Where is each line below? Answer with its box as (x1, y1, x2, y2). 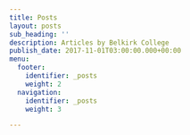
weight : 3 (25, 105, 62, 114)
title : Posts (9, 13, 58, 22)
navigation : (17, 88, 62, 97)
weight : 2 (25, 80, 62, 89)
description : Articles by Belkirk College (9, 38, 169, 47)
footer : (17, 63, 46, 72)
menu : (9, 55, 29, 63)
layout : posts (9, 21, 62, 30)
